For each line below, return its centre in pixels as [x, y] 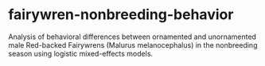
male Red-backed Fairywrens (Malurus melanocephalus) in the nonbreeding [133, 45]
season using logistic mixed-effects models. [81, 53]
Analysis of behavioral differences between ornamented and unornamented [132, 37]
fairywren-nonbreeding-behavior [121, 15]
